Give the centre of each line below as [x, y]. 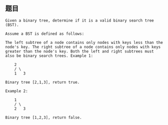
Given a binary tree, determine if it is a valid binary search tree [80, 20]
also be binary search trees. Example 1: [49, 56]
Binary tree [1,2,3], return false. [44, 117]
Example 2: [17, 91]
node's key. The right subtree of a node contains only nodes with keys [83, 47]
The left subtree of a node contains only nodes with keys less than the [84, 42]
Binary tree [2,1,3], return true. [43, 82]
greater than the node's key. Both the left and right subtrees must [80, 51]
